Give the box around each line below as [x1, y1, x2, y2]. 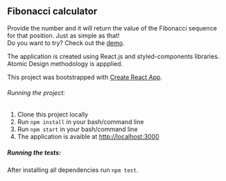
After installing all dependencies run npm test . [7, 166, 139, 174]
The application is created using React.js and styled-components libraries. [7, 52, 220, 60]
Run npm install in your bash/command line [17, 118, 144, 126]
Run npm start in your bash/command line [17, 125, 138, 134]
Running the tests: [7, 148, 62, 157]
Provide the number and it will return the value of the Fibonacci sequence [7, 24, 217, 32]
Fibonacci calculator [7, 6, 98, 17]
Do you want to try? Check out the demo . [7, 38, 125, 47]
